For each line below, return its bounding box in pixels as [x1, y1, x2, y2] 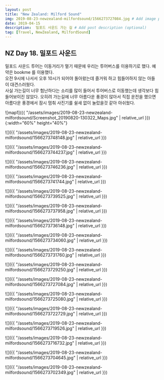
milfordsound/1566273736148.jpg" [5, 223, 75, 228]
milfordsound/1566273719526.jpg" [5, 325, 75, 331]
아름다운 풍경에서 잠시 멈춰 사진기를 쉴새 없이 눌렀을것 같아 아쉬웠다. [5, 100, 135, 106]
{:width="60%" [5, 120, 36, 126]
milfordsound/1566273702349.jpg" [5, 369, 76, 375]
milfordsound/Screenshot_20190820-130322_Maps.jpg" [5, 114, 118, 120]
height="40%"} [36, 120, 68, 126]
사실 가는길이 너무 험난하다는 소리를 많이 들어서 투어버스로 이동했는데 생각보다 [5, 88, 154, 93]
